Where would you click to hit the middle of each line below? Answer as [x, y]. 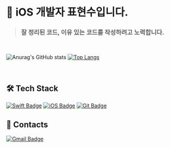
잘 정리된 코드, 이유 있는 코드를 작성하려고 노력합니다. [92, 32]
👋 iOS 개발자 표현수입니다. [67, 12]
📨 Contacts [27, 124]
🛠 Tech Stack [32, 88]
